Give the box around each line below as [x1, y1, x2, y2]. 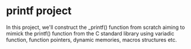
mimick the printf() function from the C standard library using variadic [6, 30, 175, 37]
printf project [6, 4, 72, 18]
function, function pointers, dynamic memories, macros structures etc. [6, 36, 177, 43]
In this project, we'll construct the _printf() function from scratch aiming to [6, 24, 185, 31]
